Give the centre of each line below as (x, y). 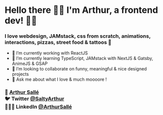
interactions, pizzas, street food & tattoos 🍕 (58, 43)
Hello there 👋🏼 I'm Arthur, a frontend (81, 10)
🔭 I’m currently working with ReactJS (50, 53)
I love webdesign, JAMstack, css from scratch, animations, (78, 36)
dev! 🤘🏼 (21, 21)
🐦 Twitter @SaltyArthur (34, 99)
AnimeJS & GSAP (30, 63)
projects (20, 74)
